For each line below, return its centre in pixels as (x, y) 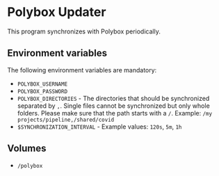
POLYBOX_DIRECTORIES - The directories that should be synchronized (113, 98)
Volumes (27, 149)
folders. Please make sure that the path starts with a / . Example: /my (115, 113)
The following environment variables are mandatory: (82, 70)
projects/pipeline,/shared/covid (66, 120)
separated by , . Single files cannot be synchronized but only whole (113, 106)
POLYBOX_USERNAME (42, 84)
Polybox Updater (57, 12)
